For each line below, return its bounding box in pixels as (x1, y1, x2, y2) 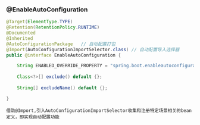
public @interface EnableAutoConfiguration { (6, 52, 121, 58)
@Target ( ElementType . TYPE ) (6, 19, 73, 25)
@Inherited (6, 35, 33, 41)
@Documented (6, 30, 36, 36)
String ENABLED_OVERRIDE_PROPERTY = (17, 62, 108, 69)
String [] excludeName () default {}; (17, 85, 108, 91)
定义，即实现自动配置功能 (6, 114, 60, 120)
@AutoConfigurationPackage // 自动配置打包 (6, 41, 116, 47)
